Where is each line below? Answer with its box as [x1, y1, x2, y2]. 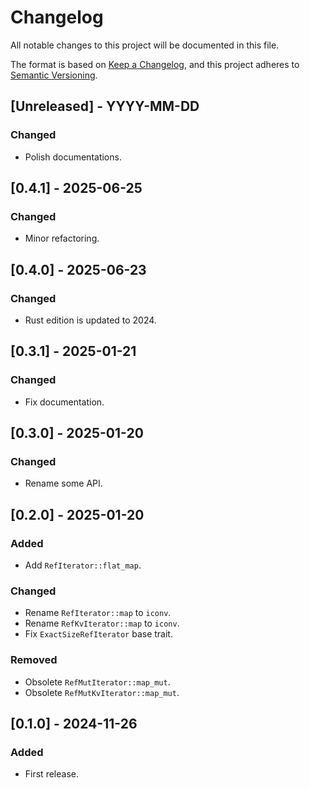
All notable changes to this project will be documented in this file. [10, 39, 280, 51]
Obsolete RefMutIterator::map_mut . [24, 676, 171, 688]
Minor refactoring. [24, 232, 100, 245]
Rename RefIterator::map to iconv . [24, 607, 172, 619]
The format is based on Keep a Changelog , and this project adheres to [10, 58, 300, 70]
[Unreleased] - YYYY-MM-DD [10, 98, 200, 115]
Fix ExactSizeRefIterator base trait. [24, 628, 173, 640]
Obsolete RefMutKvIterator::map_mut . [24, 686, 180, 698]
